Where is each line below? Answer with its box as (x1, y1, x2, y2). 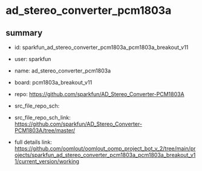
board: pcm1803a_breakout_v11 (14, 79, 93, 86)
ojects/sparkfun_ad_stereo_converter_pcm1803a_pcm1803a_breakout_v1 (14, 152, 196, 158)
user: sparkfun (14, 56, 51, 62)
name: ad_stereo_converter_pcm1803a (14, 67, 111, 74)
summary (5, 28, 43, 38)
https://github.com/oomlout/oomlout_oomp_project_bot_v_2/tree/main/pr (14, 145, 196, 152)
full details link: (14, 138, 53, 146)
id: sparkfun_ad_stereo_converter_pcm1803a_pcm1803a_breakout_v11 (14, 44, 189, 51)
